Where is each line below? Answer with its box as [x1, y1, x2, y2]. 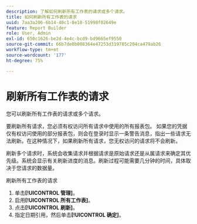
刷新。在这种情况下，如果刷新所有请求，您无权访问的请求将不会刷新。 [11, 137, 181, 144]
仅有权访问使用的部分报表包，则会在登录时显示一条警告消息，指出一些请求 [6, 130, 186, 137]
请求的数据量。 [21, 165, 57, 172]
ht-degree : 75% [6, 57, 43, 63]
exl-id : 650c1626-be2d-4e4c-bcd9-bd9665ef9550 [6, 36, 122, 42]
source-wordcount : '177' [6, 52, 67, 58]
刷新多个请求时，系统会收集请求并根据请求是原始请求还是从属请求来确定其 [6, 150, 186, 157]
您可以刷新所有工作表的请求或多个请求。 [6, 110, 104, 117]
